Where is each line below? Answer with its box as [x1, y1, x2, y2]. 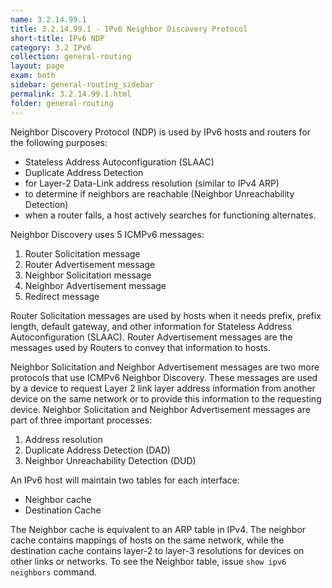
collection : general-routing [10, 52, 132, 62]
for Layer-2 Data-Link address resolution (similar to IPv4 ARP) [24, 177, 280, 189]
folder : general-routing [10, 98, 114, 108]
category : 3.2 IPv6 [10, 42, 92, 53]
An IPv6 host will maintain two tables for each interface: [10, 474, 240, 486]
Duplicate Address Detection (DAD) [24, 444, 171, 456]
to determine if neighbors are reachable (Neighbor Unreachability [24, 187, 295, 200]
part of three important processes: [10, 414, 153, 426]
